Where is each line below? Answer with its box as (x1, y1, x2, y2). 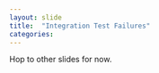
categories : (9, 29, 54, 38)
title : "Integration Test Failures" (9, 21, 151, 30)
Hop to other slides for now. (9, 54, 112, 65)
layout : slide (9, 12, 63, 22)
